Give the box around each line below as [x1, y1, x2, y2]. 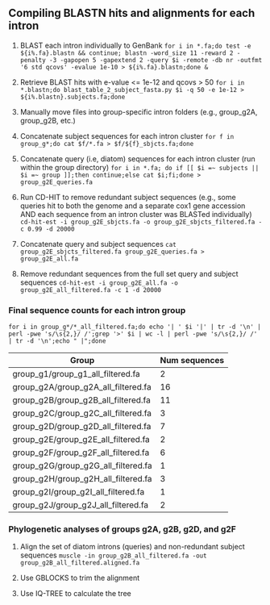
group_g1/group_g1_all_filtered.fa [12, 369, 141, 380]
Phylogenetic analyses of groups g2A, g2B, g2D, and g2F [8, 524, 236, 535]
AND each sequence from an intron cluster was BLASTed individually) [19, 209, 252, 219]
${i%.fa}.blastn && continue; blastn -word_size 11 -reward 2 [19, 48, 234, 57]
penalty [19, 56, 46, 64]
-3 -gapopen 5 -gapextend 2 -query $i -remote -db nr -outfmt [49, 56, 263, 64]
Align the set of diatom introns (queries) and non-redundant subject [19, 542, 246, 552]
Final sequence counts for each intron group [8, 304, 186, 315]
